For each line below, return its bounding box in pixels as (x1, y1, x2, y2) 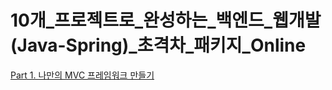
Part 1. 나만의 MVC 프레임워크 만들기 (10, 69, 155, 81)
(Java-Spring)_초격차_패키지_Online (10, 34, 307, 57)
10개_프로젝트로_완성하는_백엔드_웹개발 (10, 9, 322, 32)
